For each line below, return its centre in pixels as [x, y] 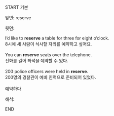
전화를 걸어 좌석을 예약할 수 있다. [37, 60]
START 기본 [17, 7]
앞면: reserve [18, 18]
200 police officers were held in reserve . [47, 71]
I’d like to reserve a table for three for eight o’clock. [57, 38]
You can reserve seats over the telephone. [49, 55]
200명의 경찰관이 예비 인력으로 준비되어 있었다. [51, 77]
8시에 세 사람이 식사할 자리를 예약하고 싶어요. [49, 44]
